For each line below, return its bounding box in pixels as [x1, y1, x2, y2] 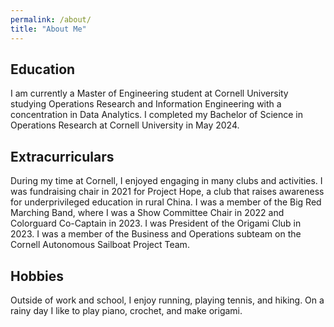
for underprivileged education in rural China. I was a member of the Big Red [10, 196, 322, 208]
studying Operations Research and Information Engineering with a [10, 98, 282, 110]
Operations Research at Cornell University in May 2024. [10, 119, 240, 131]
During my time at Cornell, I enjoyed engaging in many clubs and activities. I [10, 175, 323, 187]
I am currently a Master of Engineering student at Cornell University [10, 87, 289, 100]
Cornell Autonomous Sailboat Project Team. [10, 239, 190, 251]
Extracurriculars [10, 148, 115, 165]
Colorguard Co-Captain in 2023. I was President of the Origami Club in [10, 217, 302, 230]
